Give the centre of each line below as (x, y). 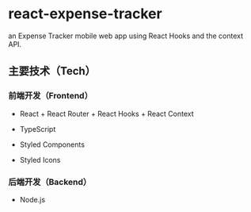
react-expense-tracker (85, 14)
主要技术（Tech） (52, 71)
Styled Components (52, 145)
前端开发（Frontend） (50, 96)
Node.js (32, 199)
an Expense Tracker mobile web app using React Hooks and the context (126, 36)
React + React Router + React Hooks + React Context (106, 114)
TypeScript (38, 129)
